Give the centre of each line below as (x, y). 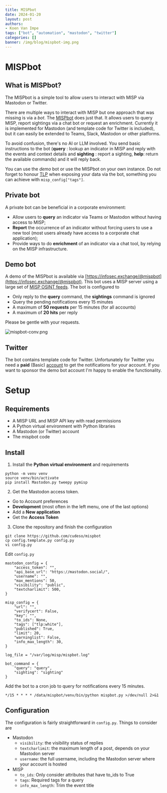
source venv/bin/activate (32, 478)
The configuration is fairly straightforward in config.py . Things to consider (81, 723)
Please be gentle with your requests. (43, 322)
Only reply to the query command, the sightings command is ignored (83, 297)
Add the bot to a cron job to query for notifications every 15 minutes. (75, 686)
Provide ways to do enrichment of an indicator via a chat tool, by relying (86, 243)
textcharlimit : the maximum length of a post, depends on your (85, 748)
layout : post (19, 19)
